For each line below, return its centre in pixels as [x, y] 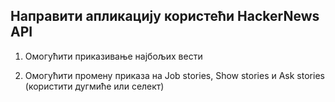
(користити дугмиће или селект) [94, 86]
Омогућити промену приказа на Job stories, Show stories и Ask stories [174, 75]
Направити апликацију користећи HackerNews [165, 16]
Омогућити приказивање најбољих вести [113, 56]
